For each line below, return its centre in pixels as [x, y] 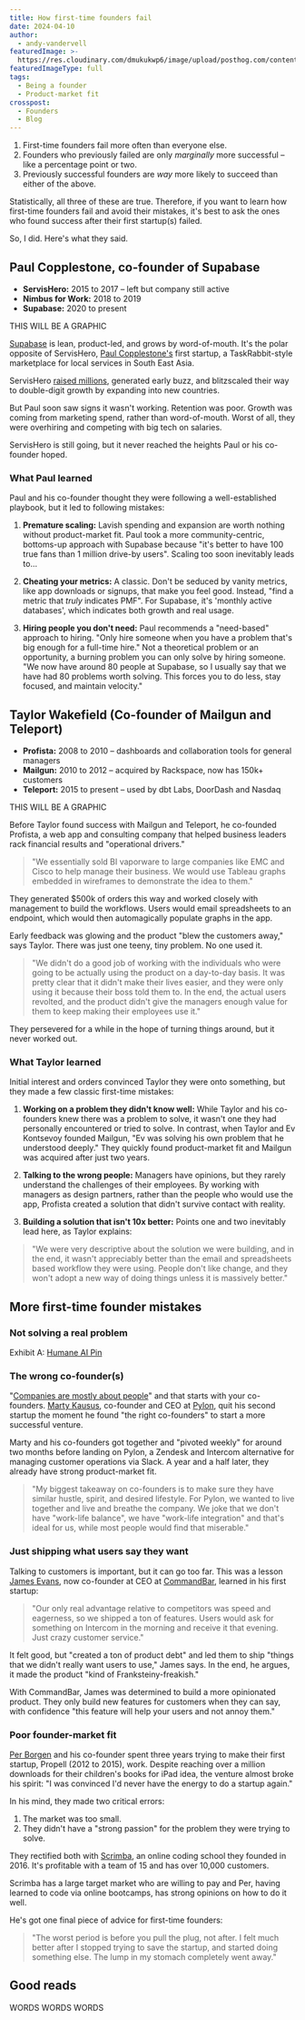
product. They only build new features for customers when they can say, [145, 1702]
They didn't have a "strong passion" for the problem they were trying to [156, 1828]
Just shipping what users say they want [99, 1551]
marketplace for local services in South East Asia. [102, 363]
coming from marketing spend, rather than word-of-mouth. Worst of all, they [152, 417]
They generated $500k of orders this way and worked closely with [134, 899]
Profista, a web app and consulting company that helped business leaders [148, 834]
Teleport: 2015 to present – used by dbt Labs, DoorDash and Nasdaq [152, 790]
